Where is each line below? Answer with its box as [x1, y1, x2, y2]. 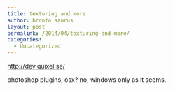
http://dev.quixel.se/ [7, 62, 65, 70]
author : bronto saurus [7, 17, 74, 24]
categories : [7, 36, 42, 43]
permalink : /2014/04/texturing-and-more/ [7, 29, 130, 37]
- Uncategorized [13, 43, 61, 50]
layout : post [7, 23, 46, 30]
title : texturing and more [7, 10, 86, 17]
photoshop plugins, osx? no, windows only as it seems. [7, 76, 167, 84]
